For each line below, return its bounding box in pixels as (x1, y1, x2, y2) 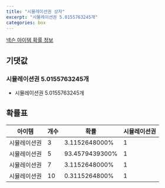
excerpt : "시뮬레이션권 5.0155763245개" (6, 14, 98, 20)
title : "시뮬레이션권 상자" (6, 8, 65, 15)
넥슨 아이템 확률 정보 (6, 37, 54, 44)
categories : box (6, 20, 46, 25)
